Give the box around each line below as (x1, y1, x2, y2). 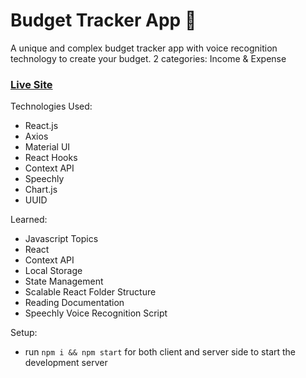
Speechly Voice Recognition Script (24, 307, 168, 319)
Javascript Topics (24, 233, 99, 245)
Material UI (24, 141, 71, 153)
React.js (24, 120, 59, 132)
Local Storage (24, 265, 83, 277)
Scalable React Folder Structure (24, 286, 157, 298)
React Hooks (24, 152, 78, 164)
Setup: (10, 327, 38, 339)
